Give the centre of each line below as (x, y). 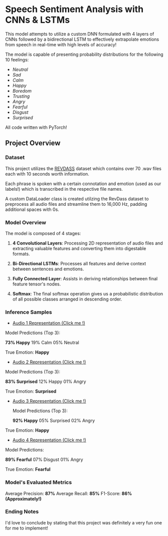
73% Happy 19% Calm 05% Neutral (42, 343)
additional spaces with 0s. (32, 209)
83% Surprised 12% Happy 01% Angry (46, 381)
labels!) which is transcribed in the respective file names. (64, 189)
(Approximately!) (23, 499)
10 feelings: (17, 59)
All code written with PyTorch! (36, 127)
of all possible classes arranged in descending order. (67, 299)
